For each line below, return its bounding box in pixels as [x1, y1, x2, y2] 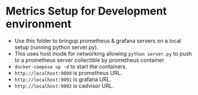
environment [5, 17, 72, 31]
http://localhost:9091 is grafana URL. [14, 76, 111, 83]
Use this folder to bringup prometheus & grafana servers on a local [14, 37, 182, 44]
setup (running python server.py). [14, 44, 99, 51]
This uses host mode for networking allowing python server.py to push [14, 50, 192, 57]
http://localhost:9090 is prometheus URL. [14, 69, 122, 76]
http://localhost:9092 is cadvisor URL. [14, 82, 114, 89]
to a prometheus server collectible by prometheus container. [14, 56, 166, 64]
